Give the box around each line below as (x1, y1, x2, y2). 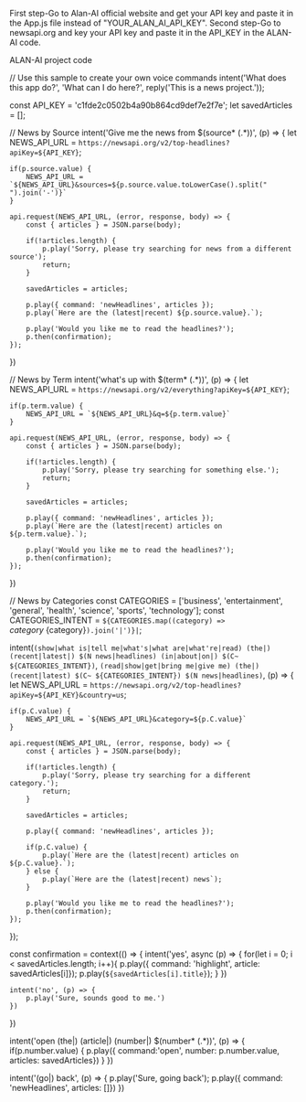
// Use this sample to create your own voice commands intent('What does (9, 72, 287, 83)
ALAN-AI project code (9, 55, 93, 65)
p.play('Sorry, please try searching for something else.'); (42, 465, 280, 475)
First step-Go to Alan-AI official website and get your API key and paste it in (9, 8, 294, 18)
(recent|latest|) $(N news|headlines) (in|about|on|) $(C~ (9, 652, 239, 661)
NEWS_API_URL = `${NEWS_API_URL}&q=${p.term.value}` (26, 410, 231, 419)
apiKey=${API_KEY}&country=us (9, 690, 125, 700)
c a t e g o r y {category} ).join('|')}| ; (9, 625, 142, 635)
